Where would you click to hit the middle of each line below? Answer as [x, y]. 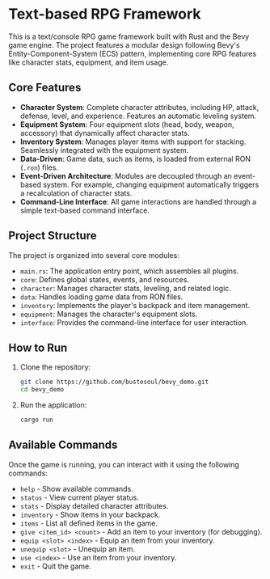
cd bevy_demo [42, 390]
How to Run [38, 347]
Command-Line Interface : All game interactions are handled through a [138, 201]
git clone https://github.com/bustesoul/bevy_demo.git [114, 382]
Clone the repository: [55, 367]
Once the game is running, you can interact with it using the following [124, 464]
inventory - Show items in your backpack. [90, 514]
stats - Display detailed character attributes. [94, 505]
